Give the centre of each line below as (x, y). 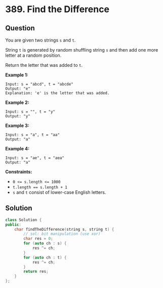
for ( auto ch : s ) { (45, 243)
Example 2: (17, 102)
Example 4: (17, 149)
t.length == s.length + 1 (40, 187)
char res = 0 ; (38, 239)
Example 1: (17, 75)
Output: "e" (18, 89)
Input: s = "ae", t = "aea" (35, 158)
